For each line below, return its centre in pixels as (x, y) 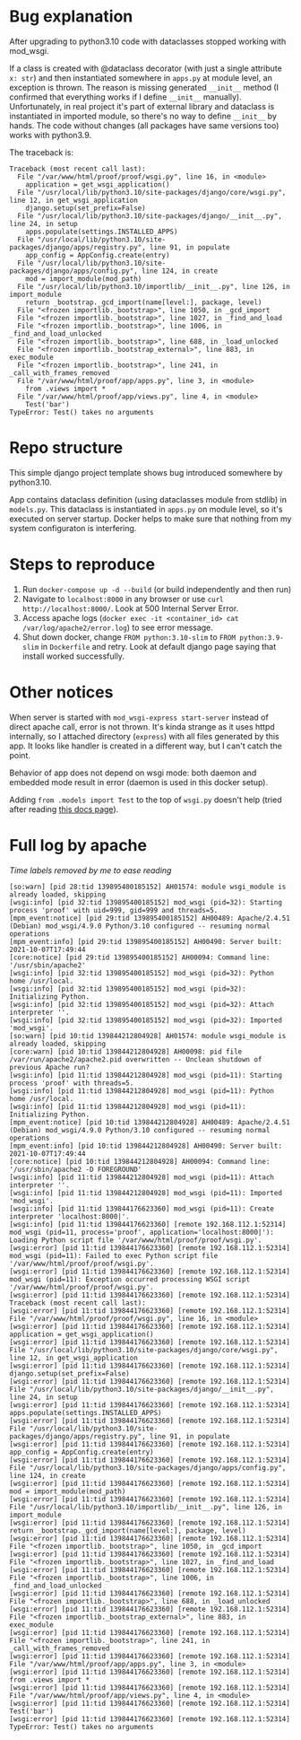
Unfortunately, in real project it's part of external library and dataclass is (142, 106)
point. (20, 755)
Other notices (61, 692)
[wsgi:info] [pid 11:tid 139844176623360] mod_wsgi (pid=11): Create (142, 1209)
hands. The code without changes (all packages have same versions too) (144, 125)
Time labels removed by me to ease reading (90, 870)
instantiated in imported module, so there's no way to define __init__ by (143, 116)
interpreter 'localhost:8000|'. (69, 1216)
